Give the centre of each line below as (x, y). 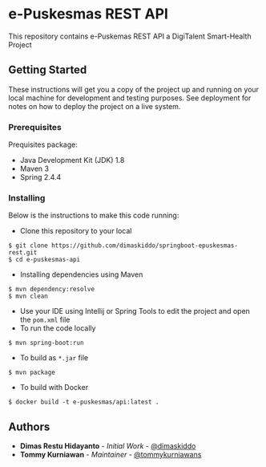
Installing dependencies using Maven (81, 274)
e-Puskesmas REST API (88, 14)
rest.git (23, 253)
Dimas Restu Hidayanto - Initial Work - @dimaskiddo (108, 446)
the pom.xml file (45, 320)
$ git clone (28, 246)
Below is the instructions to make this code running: (94, 215)
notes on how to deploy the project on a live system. (95, 106)
